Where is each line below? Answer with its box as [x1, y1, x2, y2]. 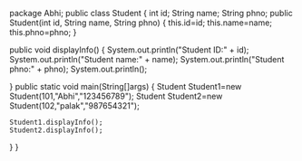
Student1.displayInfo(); [9, 118, 103, 127]
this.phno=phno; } [9, 27, 77, 37]
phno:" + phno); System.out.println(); [9, 63, 148, 74]
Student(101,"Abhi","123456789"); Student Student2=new [9, 90, 223, 101]
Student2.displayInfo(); [9, 126, 103, 135]
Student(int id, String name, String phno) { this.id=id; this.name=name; [9, 17, 273, 28]
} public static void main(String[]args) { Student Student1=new [9, 81, 242, 91]
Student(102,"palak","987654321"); [9, 100, 141, 111]
